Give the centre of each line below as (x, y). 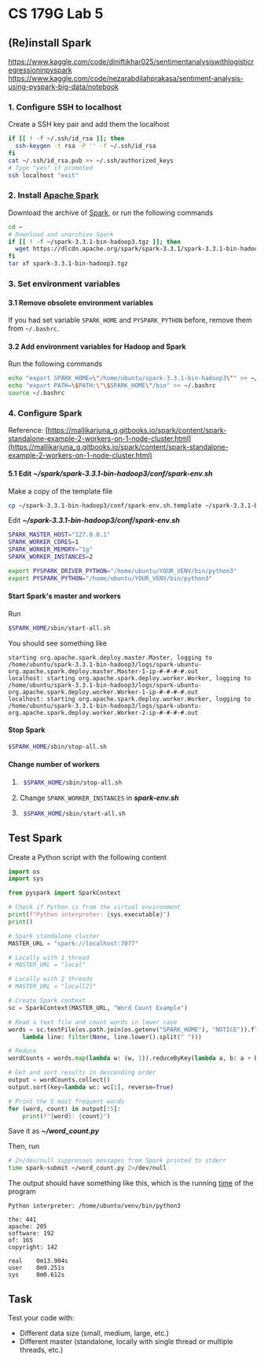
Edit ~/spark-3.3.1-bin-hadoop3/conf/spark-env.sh (94, 520)
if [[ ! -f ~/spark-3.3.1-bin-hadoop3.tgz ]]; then (94, 242)
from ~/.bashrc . (34, 328)
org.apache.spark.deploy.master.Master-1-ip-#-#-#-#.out (103, 671)
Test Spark (35, 838)
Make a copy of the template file (60, 491)
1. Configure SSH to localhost (65, 107)
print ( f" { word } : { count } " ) (66, 1116)
